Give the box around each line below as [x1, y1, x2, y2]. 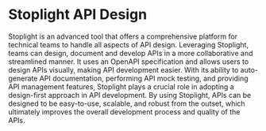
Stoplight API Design [8, 6, 148, 24]
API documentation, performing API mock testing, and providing [39, 73, 249, 83]
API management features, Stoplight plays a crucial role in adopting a [8, 81, 234, 92]
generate [8, 73, 38, 83]
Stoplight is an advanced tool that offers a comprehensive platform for [8, 32, 238, 41]
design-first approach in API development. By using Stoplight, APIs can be [8, 90, 252, 99]
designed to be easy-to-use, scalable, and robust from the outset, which [8, 99, 245, 108]
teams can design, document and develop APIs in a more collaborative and [8, 48, 253, 58]
